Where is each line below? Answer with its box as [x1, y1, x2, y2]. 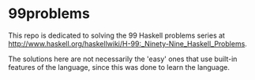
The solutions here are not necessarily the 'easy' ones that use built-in [8, 54, 238, 64]
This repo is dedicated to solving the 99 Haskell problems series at [8, 31, 225, 40]
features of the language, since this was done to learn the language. [8, 62, 231, 71]
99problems [8, 5, 91, 23]
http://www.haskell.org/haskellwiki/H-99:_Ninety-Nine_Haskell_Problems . [8, 38, 247, 48]
